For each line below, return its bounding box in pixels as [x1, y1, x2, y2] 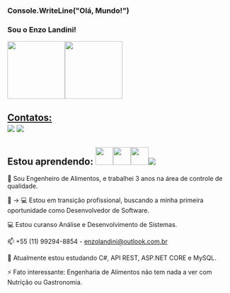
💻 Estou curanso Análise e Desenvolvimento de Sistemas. [7, 221, 178, 229]
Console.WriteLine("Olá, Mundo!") [7, 6, 130, 16]
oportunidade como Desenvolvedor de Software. [7, 206, 150, 215]
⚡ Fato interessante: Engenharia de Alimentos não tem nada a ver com [7, 268, 212, 277]
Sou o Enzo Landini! [7, 24, 76, 34]
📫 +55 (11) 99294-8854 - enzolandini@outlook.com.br [7, 237, 168, 246]
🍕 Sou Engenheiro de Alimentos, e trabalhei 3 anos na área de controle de [7, 175, 223, 183]
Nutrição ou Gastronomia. [7, 278, 83, 287]
